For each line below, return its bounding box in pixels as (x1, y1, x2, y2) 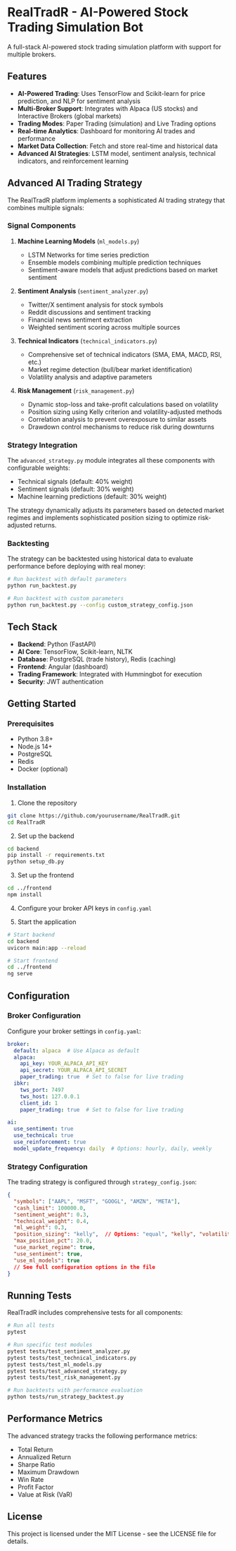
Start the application (17, 918, 77, 926)
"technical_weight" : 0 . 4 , (13, 1217, 90, 1224)
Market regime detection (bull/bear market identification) (27, 365, 193, 374)
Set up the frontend (17, 871, 74, 880)
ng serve (7, 971, 33, 978)
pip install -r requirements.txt (7, 851, 105, 859)
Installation (7, 782, 47, 792)
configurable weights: (7, 463, 70, 473)
